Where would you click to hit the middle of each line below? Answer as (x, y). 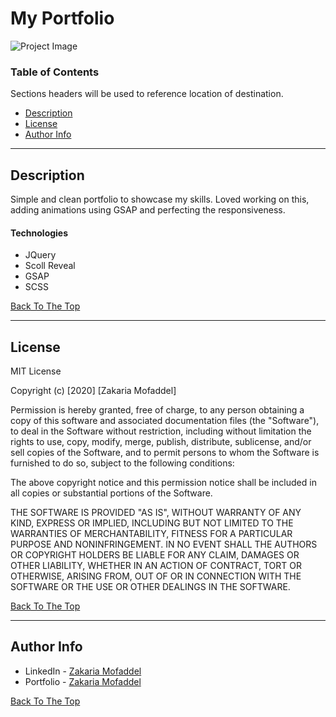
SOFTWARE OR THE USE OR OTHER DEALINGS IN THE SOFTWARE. (150, 587)
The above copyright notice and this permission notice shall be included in (163, 483)
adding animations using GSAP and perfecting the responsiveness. (148, 210)
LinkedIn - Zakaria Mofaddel (83, 671)
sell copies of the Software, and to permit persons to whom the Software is (165, 453)
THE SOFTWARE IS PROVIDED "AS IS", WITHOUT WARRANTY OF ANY (156, 513)
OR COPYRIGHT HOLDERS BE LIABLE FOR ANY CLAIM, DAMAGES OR (155, 555)
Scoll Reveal (50, 266)
